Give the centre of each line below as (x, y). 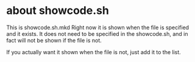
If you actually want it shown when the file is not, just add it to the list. (94, 52)
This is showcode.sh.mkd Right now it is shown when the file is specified (98, 27)
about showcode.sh (58, 11)
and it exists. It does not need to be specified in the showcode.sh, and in (97, 33)
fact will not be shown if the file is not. (54, 40)
